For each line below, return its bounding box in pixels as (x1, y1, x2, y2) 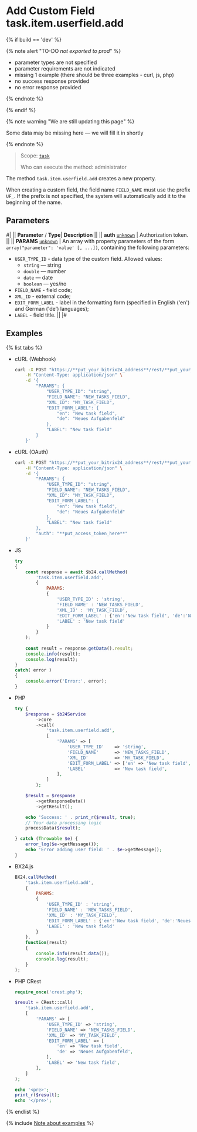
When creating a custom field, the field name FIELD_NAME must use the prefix (6, 186, 191, 193)
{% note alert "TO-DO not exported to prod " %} (6, 47, 121, 54)
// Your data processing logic (25, 819, 102, 826)
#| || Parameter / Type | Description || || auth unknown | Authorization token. (6, 231, 189, 239)
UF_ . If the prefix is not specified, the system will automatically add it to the (6, 192, 186, 199)
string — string (23, 261, 62, 268)
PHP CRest (14, 978, 42, 985)
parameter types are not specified (14, 59, 97, 66)
